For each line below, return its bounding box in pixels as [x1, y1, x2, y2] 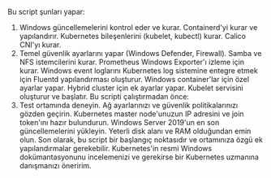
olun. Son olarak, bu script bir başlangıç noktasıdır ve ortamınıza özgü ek [19, 135, 263, 145]
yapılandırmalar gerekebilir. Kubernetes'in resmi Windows [19, 144, 213, 153]
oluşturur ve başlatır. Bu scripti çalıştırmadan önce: [19, 92, 190, 101]
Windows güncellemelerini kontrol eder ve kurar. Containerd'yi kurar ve [19, 23, 258, 32]
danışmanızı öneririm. [19, 161, 92, 170]
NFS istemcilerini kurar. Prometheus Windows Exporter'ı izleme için [19, 57, 245, 67]
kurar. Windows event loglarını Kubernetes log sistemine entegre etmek [19, 66, 259, 76]
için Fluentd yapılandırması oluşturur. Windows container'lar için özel [19, 75, 249, 84]
